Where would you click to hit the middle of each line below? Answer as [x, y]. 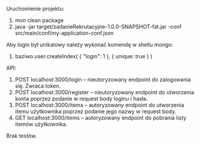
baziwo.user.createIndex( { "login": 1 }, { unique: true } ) [83, 56]
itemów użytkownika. [41, 124]
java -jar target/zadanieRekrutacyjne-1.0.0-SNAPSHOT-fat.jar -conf [98, 27]
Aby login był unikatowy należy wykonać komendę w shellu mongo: [90, 45]
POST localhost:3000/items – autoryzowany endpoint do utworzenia [99, 105]
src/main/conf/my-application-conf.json [64, 33]
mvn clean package [39, 20]
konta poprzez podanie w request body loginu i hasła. [81, 99]
